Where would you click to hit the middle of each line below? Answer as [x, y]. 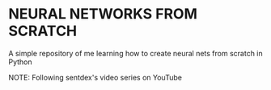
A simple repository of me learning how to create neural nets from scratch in [135, 53]
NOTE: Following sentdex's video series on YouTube [95, 77]
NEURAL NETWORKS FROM [103, 14]
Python [20, 62]
